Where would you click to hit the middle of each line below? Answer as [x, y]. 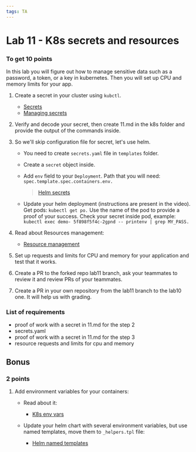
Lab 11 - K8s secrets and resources [93, 40]
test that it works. [36, 262]
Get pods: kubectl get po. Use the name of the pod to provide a [102, 210]
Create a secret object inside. [59, 165]
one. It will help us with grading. [53, 297]
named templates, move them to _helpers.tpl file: [84, 432]
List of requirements [36, 312]
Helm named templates [60, 443]
